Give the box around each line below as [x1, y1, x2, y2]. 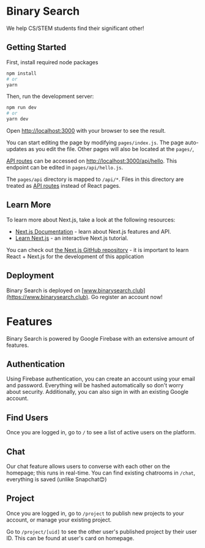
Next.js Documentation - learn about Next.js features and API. [15, 228, 171, 235]
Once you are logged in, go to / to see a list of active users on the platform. [6, 429, 196, 436]
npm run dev [6, 105, 37, 111]
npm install [6, 70, 37, 76]
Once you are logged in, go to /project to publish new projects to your [6, 509, 185, 517]
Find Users [6, 412, 49, 423]
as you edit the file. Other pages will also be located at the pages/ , [28, 146, 195, 152]
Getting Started [6, 42, 67, 53]
